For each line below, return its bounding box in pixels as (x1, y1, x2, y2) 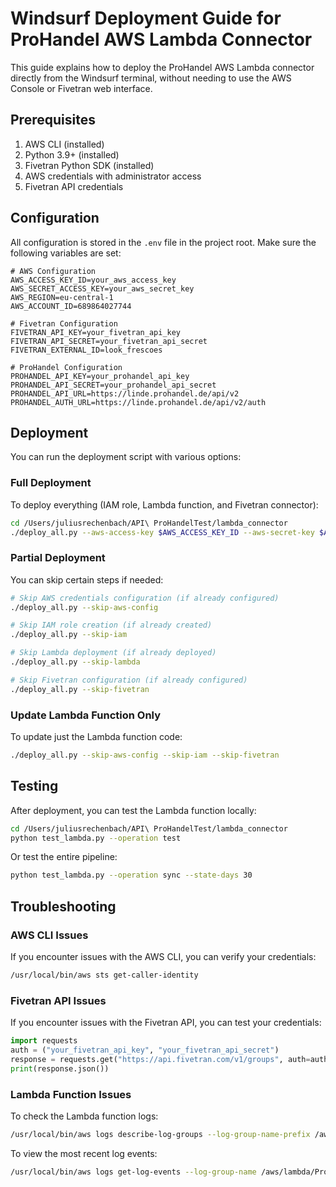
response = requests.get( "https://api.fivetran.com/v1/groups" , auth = (10, 1054, 311, 1064)
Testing (10, 778, 59, 795)
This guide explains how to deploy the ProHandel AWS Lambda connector (10, 61, 315, 73)
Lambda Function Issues (10, 1087, 132, 1101)
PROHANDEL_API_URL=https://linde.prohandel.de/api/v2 (10, 388, 240, 399)
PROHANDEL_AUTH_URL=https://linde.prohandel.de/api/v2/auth (10, 397, 267, 407)
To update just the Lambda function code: (10, 731, 183, 743)
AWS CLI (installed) (24, 138, 105, 150)
